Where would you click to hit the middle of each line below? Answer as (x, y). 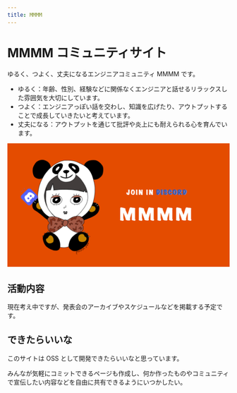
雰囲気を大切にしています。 (63, 97)
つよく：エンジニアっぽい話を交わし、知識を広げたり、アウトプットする (122, 107)
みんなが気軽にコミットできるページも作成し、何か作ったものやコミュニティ (118, 373)
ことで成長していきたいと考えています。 (75, 115)
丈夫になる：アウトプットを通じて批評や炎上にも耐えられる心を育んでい (122, 124)
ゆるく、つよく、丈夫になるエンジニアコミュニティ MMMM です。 (103, 73)
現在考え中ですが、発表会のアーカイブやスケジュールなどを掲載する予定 (112, 306)
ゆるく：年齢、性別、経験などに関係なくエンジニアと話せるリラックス (120, 89)
